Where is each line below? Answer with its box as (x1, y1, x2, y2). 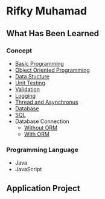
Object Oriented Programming (14, 66, 91, 74)
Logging (14, 92, 36, 99)
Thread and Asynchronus (14, 98, 78, 106)
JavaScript (14, 166, 42, 173)
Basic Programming (14, 60, 65, 67)
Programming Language (6, 145, 78, 154)
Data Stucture (14, 72, 50, 80)
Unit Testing (14, 79, 45, 86)
